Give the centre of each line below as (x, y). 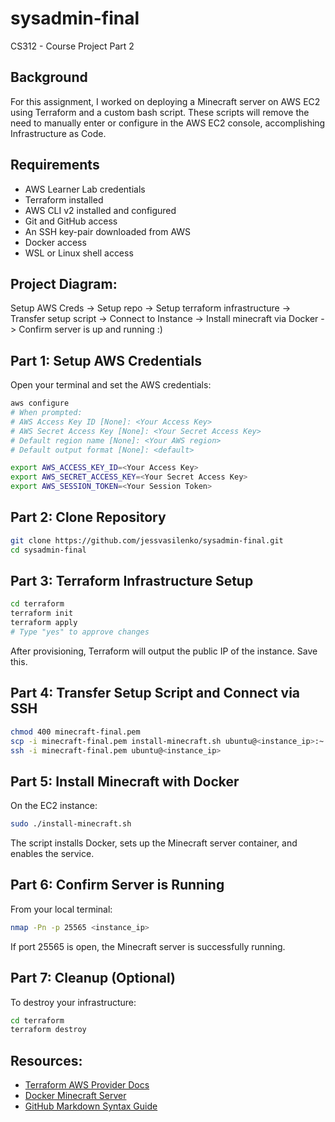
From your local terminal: (61, 909)
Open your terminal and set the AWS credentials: (111, 385)
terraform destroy (48, 1030)
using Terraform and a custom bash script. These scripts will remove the (160, 112)
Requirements (55, 165)
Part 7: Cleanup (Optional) (93, 978)
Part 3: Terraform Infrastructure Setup (132, 581)
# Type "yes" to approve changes (80, 632)
